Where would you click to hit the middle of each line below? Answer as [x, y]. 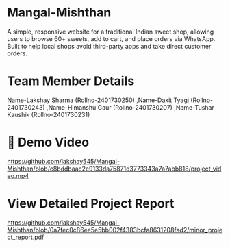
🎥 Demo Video [48, 142]
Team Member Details [71, 81]
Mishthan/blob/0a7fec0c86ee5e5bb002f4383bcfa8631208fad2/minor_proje [115, 230]
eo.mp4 [18, 175]
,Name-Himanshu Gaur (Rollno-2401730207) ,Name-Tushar [130, 107]
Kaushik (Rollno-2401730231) [49, 114]
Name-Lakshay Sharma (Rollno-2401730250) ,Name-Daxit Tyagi [98, 100]
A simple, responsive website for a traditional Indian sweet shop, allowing [111, 32]
